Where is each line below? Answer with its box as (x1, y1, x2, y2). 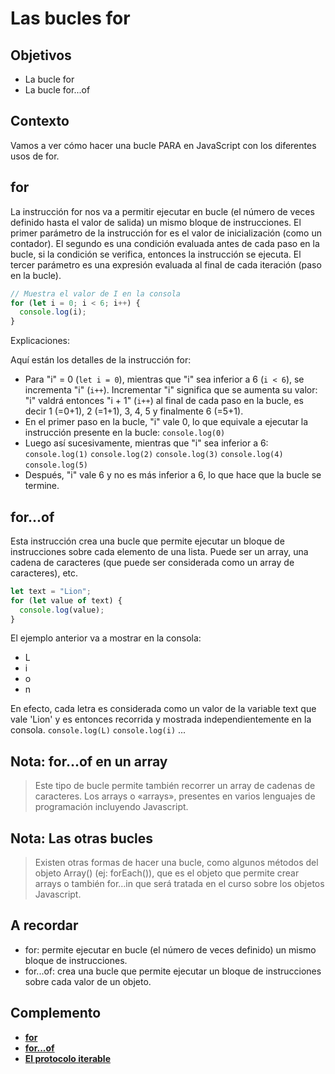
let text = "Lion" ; (10, 586, 92, 596)
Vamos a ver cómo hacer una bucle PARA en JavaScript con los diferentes (10, 139, 317, 151)
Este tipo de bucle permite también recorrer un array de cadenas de (34, 780, 316, 792)
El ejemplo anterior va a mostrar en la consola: (10, 632, 202, 644)
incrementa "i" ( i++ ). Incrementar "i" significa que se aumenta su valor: (24, 384, 318, 396)
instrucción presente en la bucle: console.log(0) (24, 427, 226, 439)
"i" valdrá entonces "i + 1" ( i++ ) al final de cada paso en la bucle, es (24, 395, 304, 407)
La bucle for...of (24, 84, 91, 96)
